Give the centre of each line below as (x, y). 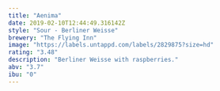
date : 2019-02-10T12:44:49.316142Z (67, 23)
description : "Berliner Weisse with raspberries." (93, 60)
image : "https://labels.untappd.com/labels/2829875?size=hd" (111, 45)
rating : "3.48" (33, 52)
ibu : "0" (23, 74)
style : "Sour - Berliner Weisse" (63, 30)
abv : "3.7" (26, 67)
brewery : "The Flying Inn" (53, 38)
